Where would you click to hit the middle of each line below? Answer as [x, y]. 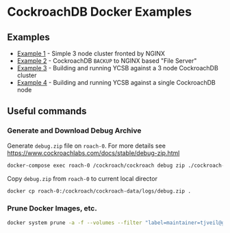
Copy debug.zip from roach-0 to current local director [82, 178]
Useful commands [47, 111]
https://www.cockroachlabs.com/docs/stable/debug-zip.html [93, 153]
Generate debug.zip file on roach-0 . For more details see [87, 146]
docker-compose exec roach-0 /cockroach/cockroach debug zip [96, 165]
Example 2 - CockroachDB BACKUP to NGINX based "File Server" [107, 61]
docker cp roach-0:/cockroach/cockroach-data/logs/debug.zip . [99, 191]
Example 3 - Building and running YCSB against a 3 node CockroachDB [118, 68]
